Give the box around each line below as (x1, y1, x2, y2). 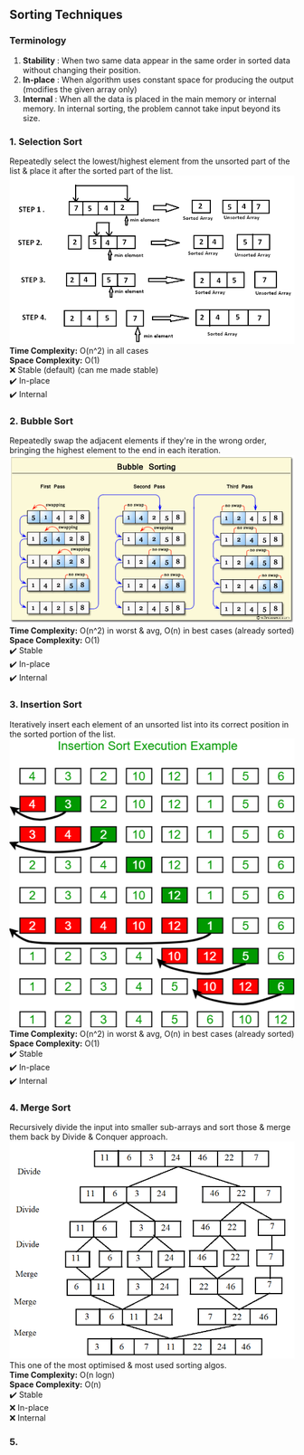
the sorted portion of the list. (9, 728, 116, 739)
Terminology (9, 34, 67, 47)
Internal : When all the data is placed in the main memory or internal (22, 93, 277, 104)
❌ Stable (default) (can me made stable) (9, 364, 159, 375)
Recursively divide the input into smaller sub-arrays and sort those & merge (9, 1122, 291, 1133)
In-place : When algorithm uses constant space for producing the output (22, 74, 294, 85)
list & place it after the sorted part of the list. (9, 165, 174, 176)
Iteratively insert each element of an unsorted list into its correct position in (9, 718, 290, 729)
